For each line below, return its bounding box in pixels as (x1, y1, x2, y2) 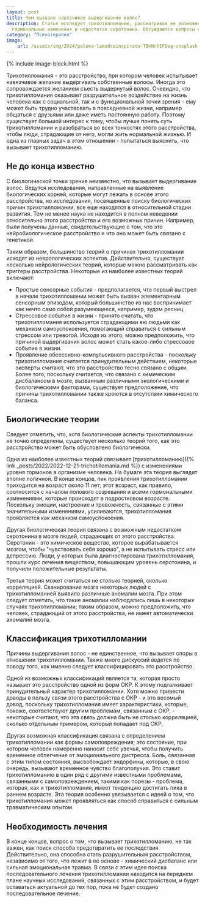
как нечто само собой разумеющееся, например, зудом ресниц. (15, 305, 185, 312)
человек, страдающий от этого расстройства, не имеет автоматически (6, 609, 193, 616)
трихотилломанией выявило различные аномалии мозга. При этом (6, 589, 182, 597)
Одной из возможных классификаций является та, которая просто (6, 674, 181, 682)
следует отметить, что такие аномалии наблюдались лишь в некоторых (6, 596, 195, 603)
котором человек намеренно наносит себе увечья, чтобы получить (6, 745, 183, 752)
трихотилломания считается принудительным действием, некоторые (15, 357, 197, 365)
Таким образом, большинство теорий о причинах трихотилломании (6, 247, 184, 255)
